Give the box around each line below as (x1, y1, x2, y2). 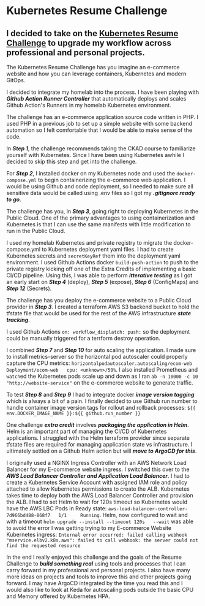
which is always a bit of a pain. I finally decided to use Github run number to (6, 397, 198, 405)
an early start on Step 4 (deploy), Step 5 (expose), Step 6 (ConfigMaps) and (6, 278, 199, 285)
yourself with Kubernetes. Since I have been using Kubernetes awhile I (6, 151, 185, 158)
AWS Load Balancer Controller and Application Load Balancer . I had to (6, 472, 190, 479)
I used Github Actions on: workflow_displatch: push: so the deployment (6, 328, 190, 335)
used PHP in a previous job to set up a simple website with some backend (6, 120, 193, 127)
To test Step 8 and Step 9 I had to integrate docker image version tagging (6, 391, 195, 398)
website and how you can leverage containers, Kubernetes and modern (6, 70, 187, 77)
